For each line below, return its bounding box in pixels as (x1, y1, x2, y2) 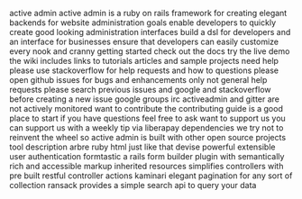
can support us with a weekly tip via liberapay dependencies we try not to (9, 122, 284, 133)
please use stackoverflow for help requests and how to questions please (9, 65, 279, 76)
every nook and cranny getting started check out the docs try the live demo (9, 46, 290, 57)
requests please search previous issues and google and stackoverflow (9, 85, 272, 95)
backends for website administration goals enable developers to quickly (9, 17, 277, 28)
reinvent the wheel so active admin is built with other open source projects (9, 132, 287, 142)
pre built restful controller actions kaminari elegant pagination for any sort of (9, 170, 293, 181)
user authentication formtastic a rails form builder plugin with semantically (9, 151, 285, 161)
